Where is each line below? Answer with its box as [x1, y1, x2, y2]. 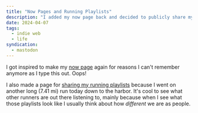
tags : [6, 25, 19, 31]
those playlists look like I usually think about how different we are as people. [6, 100, 191, 107]
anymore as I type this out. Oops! [6, 69, 87, 77]
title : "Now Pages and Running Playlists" [6, 8, 112, 15]
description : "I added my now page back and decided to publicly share [6, 14, 186, 20]
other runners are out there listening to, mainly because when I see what [6, 93, 183, 101]
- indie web [11, 31, 41, 37]
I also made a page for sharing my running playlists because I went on [6, 81, 176, 88]
